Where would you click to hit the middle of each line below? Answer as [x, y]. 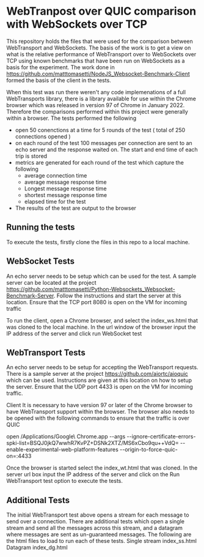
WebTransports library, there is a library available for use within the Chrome [101, 99]
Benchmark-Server [30, 296]
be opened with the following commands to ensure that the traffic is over [98, 418]
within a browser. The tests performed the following [71, 118]
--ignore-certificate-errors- [161, 436]
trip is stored [31, 156]
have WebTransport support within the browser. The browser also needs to [100, 412]
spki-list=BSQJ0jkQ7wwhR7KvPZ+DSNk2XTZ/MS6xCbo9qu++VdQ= [93, 443]
